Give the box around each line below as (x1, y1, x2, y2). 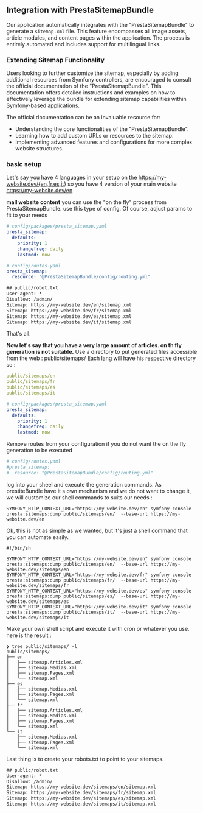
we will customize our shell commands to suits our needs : (6, 493, 153, 501)
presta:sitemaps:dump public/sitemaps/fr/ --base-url (6, 577, 148, 583)
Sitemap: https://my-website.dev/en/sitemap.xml (6, 301, 132, 308)
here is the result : (6, 632, 52, 639)
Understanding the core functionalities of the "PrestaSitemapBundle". (15, 125, 190, 133)
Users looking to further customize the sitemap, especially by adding (6, 69, 179, 77)
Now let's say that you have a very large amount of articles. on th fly (6, 342, 182, 349)
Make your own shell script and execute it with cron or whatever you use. (6, 625, 190, 632)
